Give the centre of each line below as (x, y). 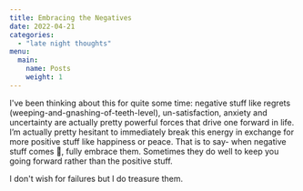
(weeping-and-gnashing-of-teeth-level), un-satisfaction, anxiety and (139, 112)
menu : (20, 52)
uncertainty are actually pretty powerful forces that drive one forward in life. (152, 122)
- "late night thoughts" (65, 43)
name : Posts (48, 69)
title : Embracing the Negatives (71, 18)
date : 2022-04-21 (42, 26)
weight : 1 (45, 77)
